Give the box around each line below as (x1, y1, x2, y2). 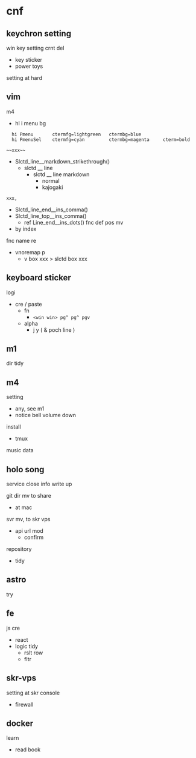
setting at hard (6, 74, 43, 81)
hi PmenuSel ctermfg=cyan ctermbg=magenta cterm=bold (11, 136, 190, 143)
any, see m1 (14, 405, 45, 412)
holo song (6, 464, 45, 475)
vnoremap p (14, 248, 45, 255)
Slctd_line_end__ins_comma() (14, 206, 89, 213)
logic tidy (14, 642, 38, 650)
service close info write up (6, 480, 72, 488)
